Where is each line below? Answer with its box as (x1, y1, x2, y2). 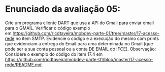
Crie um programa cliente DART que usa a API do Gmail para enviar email (5, 20, 154, 26)
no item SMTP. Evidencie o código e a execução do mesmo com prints (15, 36, 159, 41)
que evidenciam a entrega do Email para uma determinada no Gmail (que (5, 40, 153, 46)
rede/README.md (5, 62, 42, 68)
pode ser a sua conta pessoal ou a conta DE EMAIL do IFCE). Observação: (5, 46, 156, 52)
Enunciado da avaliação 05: (5, 3, 121, 15)
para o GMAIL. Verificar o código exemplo (5, 25, 90, 31)
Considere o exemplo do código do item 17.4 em (5, 51, 103, 57)
